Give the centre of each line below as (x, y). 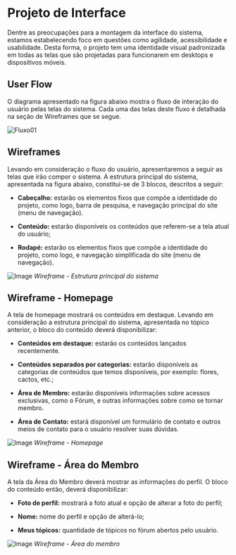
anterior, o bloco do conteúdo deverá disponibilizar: (82, 330)
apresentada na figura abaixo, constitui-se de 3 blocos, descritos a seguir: (115, 184)
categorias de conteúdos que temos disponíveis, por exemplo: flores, (118, 372)
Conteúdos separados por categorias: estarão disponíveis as (108, 364)
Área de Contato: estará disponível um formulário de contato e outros (119, 422)
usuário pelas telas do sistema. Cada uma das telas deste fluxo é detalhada (117, 109)
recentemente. (39, 351)
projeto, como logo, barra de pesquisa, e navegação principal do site (118, 205)
